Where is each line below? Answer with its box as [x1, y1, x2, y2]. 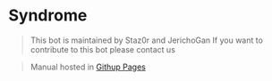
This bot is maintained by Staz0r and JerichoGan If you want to [30, 35, 263, 45]
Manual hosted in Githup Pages [30, 61, 147, 72]
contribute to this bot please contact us [30, 44, 176, 54]
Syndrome [8, 5, 88, 26]
